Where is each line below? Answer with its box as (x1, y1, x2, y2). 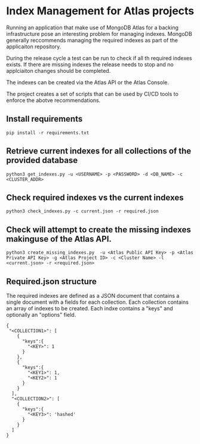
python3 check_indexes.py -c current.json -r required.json (6, 208, 159, 214)
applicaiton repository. (6, 43, 61, 50)
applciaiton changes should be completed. (6, 67, 111, 74)
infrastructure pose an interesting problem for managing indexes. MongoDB (6, 30, 192, 37)
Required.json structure (6, 276, 97, 286)
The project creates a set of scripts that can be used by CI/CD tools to (6, 90, 179, 97)
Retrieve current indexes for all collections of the (6, 146, 192, 156)
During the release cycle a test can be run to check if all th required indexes (6, 54, 192, 61)
